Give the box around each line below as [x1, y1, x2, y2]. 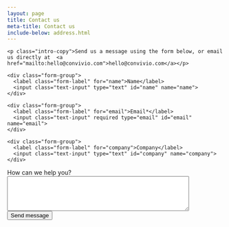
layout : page [7, 10, 45, 17]
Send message [10, 212, 50, 219]
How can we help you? [7, 169, 72, 177]
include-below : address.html [7, 29, 91, 36]
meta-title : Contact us [7, 23, 76, 30]
